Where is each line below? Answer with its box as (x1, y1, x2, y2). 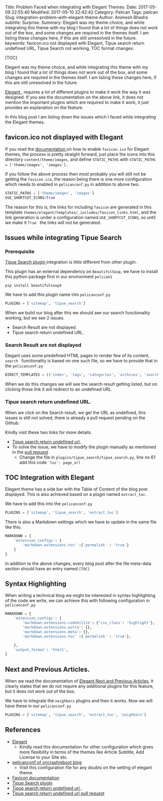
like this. (5, 524, 22, 530)
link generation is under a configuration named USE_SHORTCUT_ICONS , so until (5, 214, 156, 220)
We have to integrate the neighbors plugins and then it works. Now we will (5, 698, 153, 704)
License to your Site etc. (19, 754, 68, 760)
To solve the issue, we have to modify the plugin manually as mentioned (12, 444, 156, 450)
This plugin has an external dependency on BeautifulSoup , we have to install (5, 269, 158, 274)
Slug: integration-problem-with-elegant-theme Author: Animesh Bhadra (5, 15, 148, 20)
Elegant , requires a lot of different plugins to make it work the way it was (5, 89, 151, 95)
